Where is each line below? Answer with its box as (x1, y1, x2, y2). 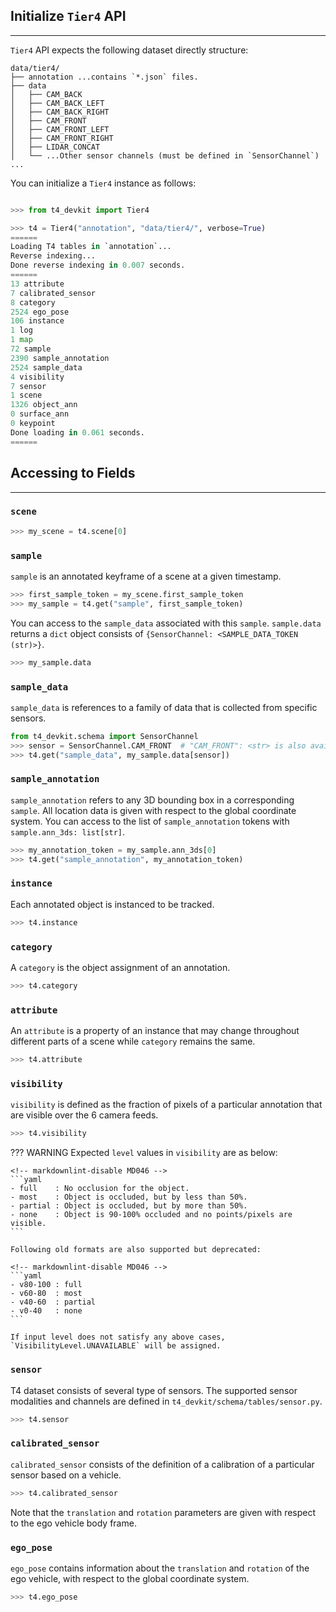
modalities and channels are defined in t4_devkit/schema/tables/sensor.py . (10, 1395, 323, 1407)
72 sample (10, 344, 52, 354)
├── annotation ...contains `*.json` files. (10, 72, 199, 82)
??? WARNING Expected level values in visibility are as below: (10, 1147, 278, 1159)
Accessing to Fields (10, 465, 136, 482)
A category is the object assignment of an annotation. (10, 962, 231, 974)
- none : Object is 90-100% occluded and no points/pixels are (10, 1210, 293, 1220)
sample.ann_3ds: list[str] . (10, 825, 126, 838)
